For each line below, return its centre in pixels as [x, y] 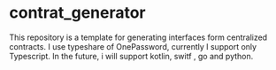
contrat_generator [77, 13]
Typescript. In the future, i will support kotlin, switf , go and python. [131, 56]
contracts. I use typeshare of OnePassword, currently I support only [133, 46]
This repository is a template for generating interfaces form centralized [138, 37]
